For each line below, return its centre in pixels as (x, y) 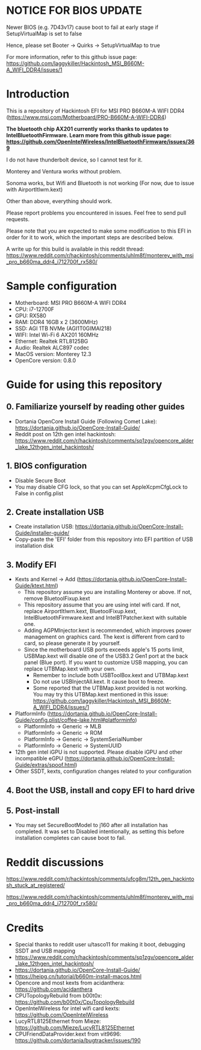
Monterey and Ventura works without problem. (64, 171)
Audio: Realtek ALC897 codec (52, 348)
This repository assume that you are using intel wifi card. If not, (102, 605)
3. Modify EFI (31, 565)
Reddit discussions (55, 862)
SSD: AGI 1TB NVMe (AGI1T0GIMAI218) (63, 328)
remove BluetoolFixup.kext (57, 598)
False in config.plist (39, 493)
